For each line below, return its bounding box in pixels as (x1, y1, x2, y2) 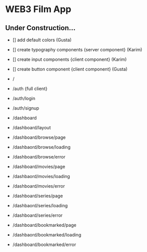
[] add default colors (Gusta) (12, 37, 72, 43)
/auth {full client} (12, 86, 48, 92)
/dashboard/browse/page (12, 134, 66, 140)
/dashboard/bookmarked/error (12, 241, 77, 247)
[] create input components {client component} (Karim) (12, 56, 127, 62)
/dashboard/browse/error (12, 154, 65, 159)
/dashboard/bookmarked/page (12, 222, 77, 228)
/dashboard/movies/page (12, 163, 65, 170)
